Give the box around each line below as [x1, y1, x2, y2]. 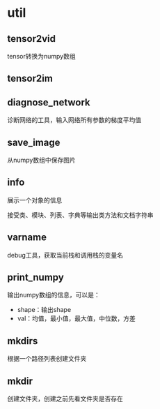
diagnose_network [7, 96, 90, 108]
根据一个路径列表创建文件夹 [7, 355, 87, 363]
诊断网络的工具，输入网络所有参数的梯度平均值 [7, 116, 141, 124]
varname [7, 232, 47, 244]
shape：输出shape [17, 306, 72, 314]
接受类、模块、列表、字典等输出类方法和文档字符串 [7, 211, 154, 219]
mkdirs [7, 335, 38, 347]
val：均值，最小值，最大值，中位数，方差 [17, 314, 136, 322]
